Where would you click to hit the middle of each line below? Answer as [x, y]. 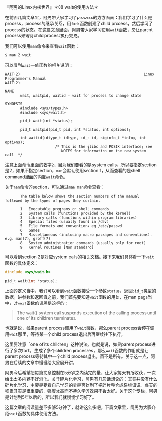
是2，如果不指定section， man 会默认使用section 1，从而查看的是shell [73, 170]
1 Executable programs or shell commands [65, 209]
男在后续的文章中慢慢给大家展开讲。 [41, 362]
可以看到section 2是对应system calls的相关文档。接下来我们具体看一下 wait [80, 257]
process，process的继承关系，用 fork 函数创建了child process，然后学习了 [79, 24]
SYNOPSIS [14, 104]
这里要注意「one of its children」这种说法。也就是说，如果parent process [78, 344]
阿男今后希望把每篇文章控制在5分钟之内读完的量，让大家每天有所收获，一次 [81, 372]
